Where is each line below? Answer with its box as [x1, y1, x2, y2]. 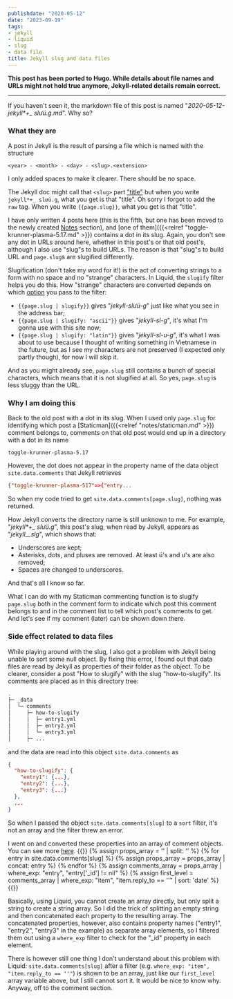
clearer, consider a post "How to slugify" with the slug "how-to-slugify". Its [8, 669, 221, 678]
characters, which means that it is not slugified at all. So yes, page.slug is [8, 374, 216, 382]
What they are [8, 126, 57, 136]
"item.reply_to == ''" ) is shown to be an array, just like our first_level [8, 969, 216, 977]
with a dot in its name [8, 436, 69, 445]
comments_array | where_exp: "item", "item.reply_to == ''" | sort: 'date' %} [8, 876, 220, 884]
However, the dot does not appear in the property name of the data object [8, 461, 218, 470]
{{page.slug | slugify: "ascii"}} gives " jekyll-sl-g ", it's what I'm [17, 316, 208, 325]
